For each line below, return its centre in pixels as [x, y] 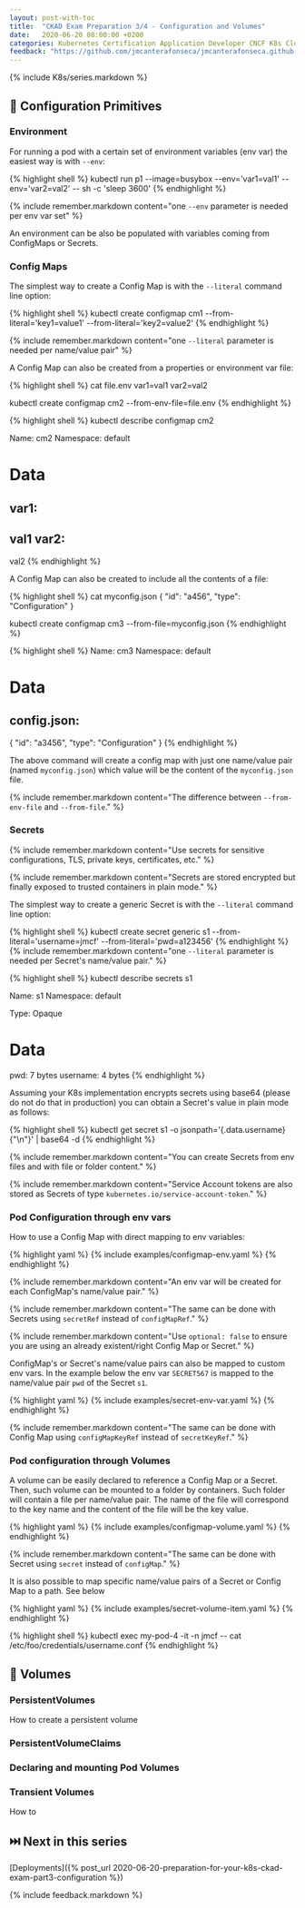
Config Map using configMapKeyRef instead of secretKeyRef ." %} [129, 1437]
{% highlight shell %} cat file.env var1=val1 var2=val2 [109, 386]
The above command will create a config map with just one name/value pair [151, 760]
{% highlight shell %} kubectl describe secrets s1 [101, 978]
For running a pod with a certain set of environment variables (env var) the [148, 152]
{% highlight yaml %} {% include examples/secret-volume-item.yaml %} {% [152, 1608]
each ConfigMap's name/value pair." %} [84, 1292]
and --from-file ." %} [84, 806]
